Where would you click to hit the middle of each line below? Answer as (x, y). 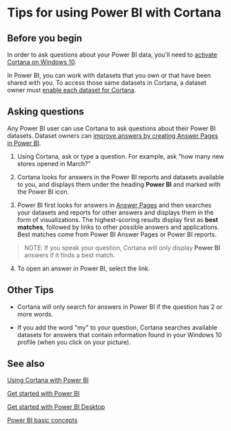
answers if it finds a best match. (69, 255)
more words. (35, 314)
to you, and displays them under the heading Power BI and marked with (119, 184)
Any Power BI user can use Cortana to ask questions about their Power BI (111, 128)
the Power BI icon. (43, 192)
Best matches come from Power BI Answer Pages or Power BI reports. (117, 234)
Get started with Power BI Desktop (56, 407)
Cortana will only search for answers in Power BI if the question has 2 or (120, 307)
